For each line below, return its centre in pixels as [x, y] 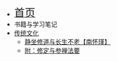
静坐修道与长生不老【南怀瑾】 [67, 42]
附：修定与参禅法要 [52, 50]
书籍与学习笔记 [35, 24]
